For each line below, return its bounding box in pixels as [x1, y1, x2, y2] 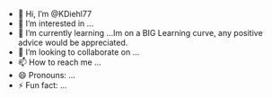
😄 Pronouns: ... [17, 70, 76, 80]
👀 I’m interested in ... [17, 18, 94, 29]
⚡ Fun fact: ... [17, 80, 67, 90]
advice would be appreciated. [17, 37, 128, 48]
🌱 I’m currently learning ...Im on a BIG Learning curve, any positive [17, 28, 263, 38]
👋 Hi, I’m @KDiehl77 [17, 9, 92, 19]
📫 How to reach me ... [17, 57, 101, 67]
